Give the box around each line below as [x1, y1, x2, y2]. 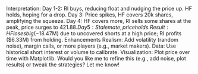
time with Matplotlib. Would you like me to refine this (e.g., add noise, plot [6, 55, 186, 62]
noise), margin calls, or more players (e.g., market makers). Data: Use [6, 42, 177, 49]
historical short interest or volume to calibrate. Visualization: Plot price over [6, 49, 190, 55]
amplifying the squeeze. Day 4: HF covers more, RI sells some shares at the [6, 18, 191, 24]
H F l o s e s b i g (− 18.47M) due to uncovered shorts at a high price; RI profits [6, 30, 182, 37]
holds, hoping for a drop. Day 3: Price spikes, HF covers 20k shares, [6, 11, 174, 18]
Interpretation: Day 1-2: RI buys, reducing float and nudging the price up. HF [6, 5, 192, 12]
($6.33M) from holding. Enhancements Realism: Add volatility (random [6, 36, 178, 43]
